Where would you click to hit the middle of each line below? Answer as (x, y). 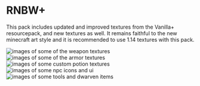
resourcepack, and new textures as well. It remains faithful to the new (92, 33)
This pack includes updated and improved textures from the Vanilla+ (90, 27)
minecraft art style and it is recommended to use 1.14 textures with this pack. (100, 39)
